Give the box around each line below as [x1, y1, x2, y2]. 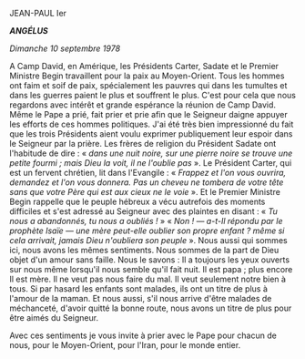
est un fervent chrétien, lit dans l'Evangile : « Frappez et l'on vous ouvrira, [9, 168, 287, 178]
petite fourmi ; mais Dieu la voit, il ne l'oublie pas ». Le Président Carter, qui [9, 158, 292, 168]
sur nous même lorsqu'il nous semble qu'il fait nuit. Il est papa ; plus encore [9, 264, 293, 274]
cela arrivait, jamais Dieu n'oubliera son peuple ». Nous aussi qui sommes [9, 235, 289, 245]
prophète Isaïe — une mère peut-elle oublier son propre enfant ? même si [9, 225, 285, 236]
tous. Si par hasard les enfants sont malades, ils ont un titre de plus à [9, 283, 269, 294]
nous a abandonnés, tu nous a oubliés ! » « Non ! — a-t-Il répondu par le [9, 216, 284, 226]
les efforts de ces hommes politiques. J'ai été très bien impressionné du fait [9, 118, 294, 129]
